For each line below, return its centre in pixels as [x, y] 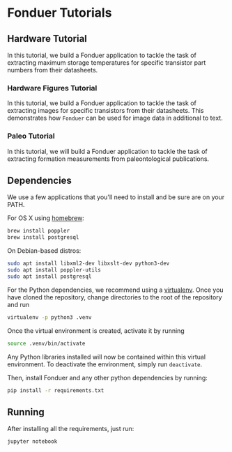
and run [18, 304]
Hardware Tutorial [47, 39]
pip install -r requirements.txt [56, 390]
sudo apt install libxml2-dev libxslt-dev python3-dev [88, 264]
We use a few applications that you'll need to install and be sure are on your [116, 197]
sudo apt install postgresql [49, 276]
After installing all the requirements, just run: [71, 429]
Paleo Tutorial [31, 136]
